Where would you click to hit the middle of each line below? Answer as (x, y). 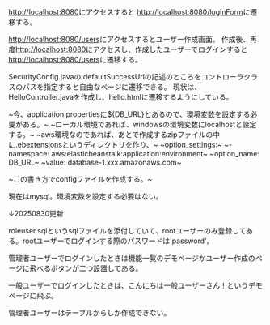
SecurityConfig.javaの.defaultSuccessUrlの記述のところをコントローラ (126, 77)
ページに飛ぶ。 (33, 295)
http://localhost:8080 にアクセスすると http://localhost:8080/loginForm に (129, 12)
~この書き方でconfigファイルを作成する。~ (80, 179)
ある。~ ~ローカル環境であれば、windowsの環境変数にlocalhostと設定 (139, 124)
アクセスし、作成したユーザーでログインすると (170, 49)
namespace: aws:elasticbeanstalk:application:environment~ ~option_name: (134, 154)
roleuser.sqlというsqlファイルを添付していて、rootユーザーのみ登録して (127, 231)
